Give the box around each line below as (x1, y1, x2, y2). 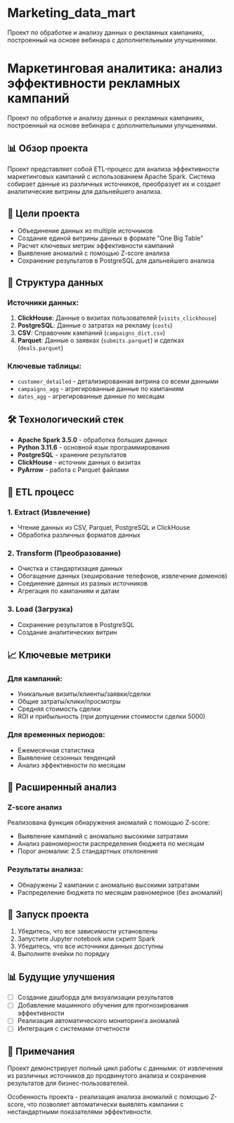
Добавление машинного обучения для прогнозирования (17, 1001, 188, 1010)
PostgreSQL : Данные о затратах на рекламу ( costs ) (17, 321, 173, 330)
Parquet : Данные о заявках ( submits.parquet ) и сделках (17, 336, 185, 345)
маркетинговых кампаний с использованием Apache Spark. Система (7, 172, 216, 180)
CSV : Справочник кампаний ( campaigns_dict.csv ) (17, 329, 166, 337)
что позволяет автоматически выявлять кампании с (27, 1100, 184, 1109)
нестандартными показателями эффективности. (7, 1108, 153, 1116)
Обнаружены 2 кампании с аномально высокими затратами (17, 881, 200, 889)
